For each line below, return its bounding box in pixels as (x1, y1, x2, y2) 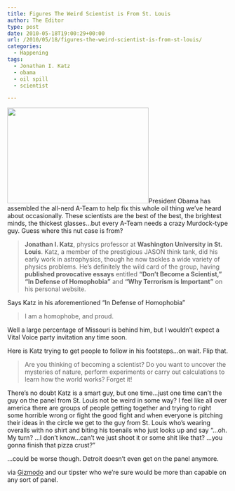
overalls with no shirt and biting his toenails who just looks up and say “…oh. (7, 426, 227, 435)
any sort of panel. (7, 476, 58, 484)
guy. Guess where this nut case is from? (7, 227, 123, 235)
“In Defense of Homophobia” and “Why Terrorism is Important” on (24, 278, 223, 286)
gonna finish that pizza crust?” (7, 441, 96, 450)
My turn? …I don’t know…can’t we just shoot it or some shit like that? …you (7, 433, 223, 442)
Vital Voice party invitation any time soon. (7, 333, 128, 342)
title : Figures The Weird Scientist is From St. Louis (7, 10, 171, 18)
